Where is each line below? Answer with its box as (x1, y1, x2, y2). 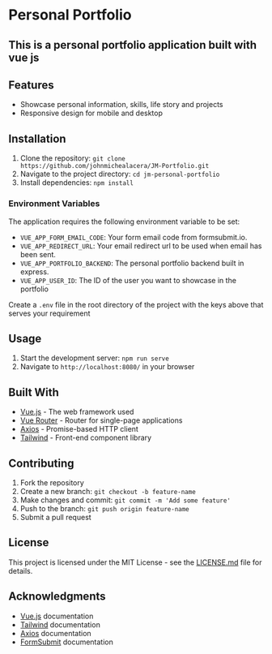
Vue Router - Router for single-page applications (19, 415, 183, 425)
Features (8, 78, 54, 92)
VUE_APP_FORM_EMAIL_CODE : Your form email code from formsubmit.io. (19, 232, 248, 242)
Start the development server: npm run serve (19, 353, 170, 363)
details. (8, 566, 33, 575)
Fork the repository (19, 477, 85, 488)
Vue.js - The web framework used (19, 407, 134, 417)
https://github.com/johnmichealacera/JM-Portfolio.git (19, 162, 210, 170)
